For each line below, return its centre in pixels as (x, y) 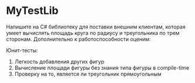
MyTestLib (32, 11)
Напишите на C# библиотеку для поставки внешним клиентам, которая (96, 27)
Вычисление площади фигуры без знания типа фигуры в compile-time (102, 67)
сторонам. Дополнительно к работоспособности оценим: (78, 39)
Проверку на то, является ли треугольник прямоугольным (88, 74)
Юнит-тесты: (22, 50)
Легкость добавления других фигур (59, 62)
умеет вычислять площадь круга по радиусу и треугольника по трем (93, 33)
